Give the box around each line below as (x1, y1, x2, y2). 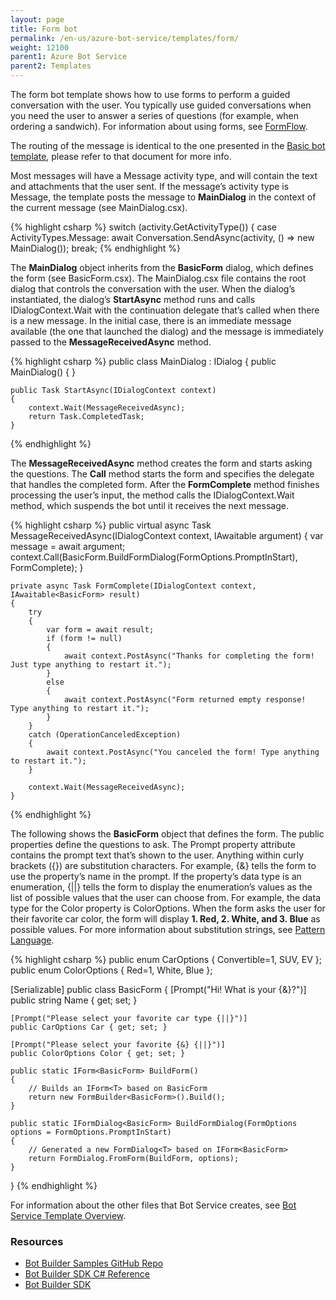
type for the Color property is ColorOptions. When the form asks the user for (10, 902, 326, 914)
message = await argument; (10, 541, 126, 552)
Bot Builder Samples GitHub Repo (24, 1257, 164, 1270)
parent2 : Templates (10, 61, 92, 71)
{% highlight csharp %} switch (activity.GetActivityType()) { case (10, 221, 277, 233)
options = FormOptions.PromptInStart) (10, 1127, 172, 1137)
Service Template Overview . (10, 1210, 127, 1221)
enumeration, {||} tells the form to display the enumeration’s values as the (10, 881, 313, 893)
